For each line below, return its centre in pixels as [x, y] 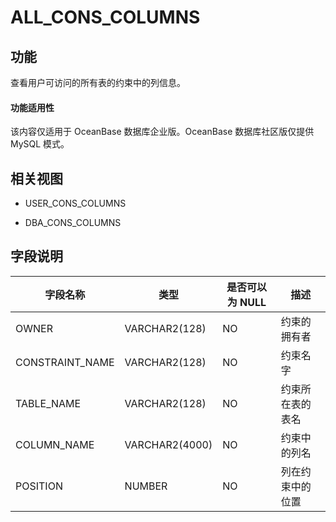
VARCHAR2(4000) [168, 444]
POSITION [39, 486]
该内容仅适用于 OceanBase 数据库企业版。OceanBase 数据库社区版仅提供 [162, 132]
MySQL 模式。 [40, 144]
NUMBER [146, 486]
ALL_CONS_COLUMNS [105, 17]
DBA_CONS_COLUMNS [73, 223]
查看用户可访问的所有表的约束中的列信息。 [98, 82]
